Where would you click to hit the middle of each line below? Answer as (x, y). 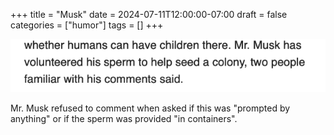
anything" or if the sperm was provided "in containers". (124, 118)
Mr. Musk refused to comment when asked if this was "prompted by (150, 108)
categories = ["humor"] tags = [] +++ (87, 25)
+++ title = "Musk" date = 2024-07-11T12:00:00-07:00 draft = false (149, 14)
